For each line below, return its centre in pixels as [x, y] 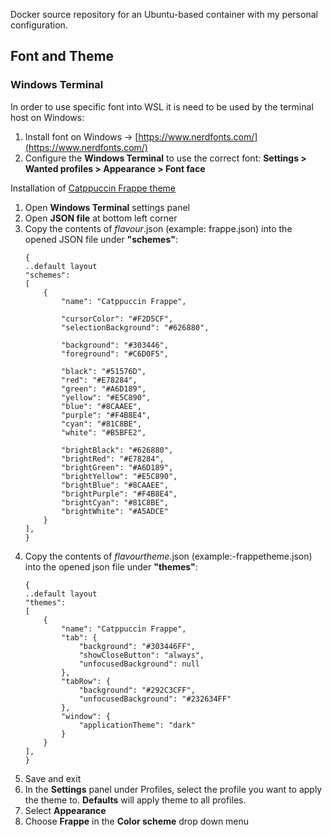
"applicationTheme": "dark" [137, 725]
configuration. [39, 25]
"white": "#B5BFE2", [104, 432]
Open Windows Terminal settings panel [107, 207]
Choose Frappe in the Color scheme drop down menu [137, 821]
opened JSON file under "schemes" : [101, 239]
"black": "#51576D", [104, 371]
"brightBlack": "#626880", [117, 450]
